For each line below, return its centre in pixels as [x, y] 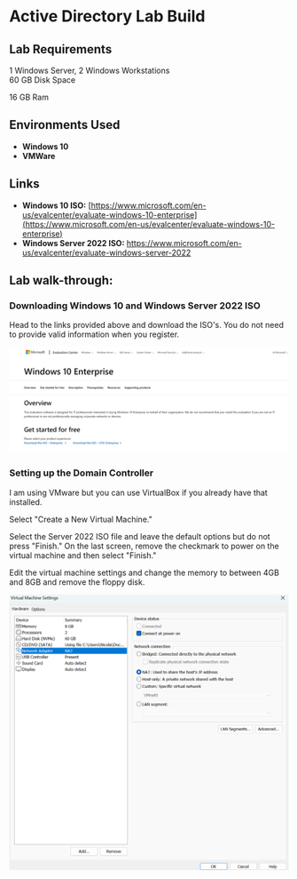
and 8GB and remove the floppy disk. [77, 582]
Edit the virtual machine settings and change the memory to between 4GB [144, 572]
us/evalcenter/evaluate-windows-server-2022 [106, 252]
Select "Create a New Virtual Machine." [81, 519]
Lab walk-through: [61, 280]
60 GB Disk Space [43, 80]
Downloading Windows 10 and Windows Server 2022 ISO [135, 306]
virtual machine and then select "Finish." [83, 555]
